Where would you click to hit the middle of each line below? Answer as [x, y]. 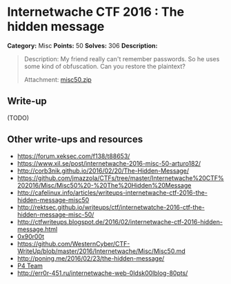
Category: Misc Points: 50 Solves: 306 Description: [82, 45]
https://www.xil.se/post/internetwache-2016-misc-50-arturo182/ [109, 163]
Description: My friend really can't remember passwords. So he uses [122, 58]
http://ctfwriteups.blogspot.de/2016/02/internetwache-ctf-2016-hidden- [120, 221]
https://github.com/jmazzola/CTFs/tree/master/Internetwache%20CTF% [120, 178]
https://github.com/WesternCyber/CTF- [73, 243]
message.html [37, 229]
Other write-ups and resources [75, 139]
